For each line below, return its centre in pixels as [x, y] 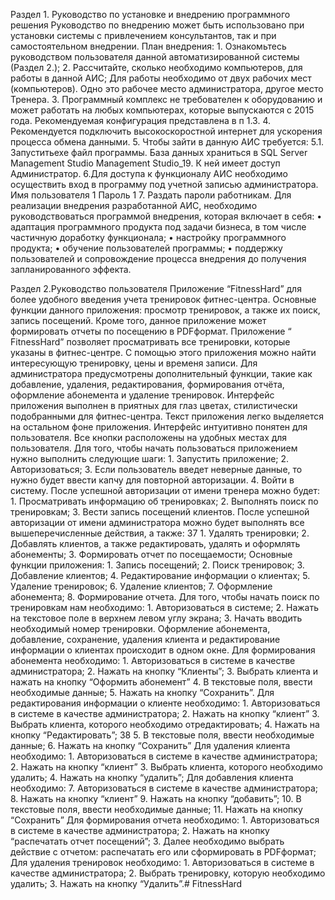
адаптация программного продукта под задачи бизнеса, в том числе [158, 227]
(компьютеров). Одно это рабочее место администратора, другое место [167, 88]
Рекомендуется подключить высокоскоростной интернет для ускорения [166, 131]
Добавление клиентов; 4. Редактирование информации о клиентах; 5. [160, 575]
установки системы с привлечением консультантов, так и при [143, 35]
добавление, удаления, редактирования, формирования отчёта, [147, 384]
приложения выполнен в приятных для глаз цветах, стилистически [154, 405]
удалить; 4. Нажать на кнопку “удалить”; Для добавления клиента [152, 777]
